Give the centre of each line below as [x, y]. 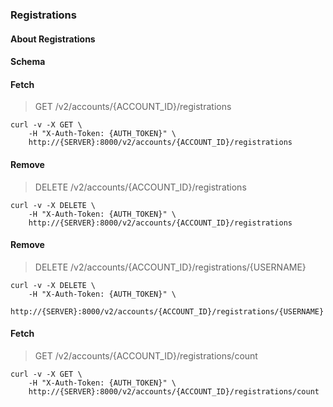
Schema [28, 62]
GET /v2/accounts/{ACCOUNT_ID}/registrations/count [146, 355]
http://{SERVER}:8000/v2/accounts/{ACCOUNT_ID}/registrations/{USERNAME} [167, 311]
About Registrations [53, 39]
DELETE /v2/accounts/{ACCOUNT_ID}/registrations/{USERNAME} [170, 267]
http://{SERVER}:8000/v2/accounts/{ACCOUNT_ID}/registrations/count [174, 391]
